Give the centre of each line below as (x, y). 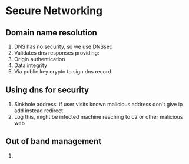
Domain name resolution (52, 33)
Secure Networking (54, 11)
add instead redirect (38, 111)
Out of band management (53, 141)
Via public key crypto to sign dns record (62, 71)
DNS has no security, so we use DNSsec (63, 46)
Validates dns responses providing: (57, 53)
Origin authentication (39, 59)
